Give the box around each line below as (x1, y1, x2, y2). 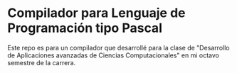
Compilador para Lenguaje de (7, 5, 186, 21)
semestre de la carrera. (7, 58, 76, 67)
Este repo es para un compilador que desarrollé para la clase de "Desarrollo (7, 43, 230, 52)
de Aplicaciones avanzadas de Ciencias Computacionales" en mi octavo (7, 51, 219, 60)
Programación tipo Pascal (7, 20, 162, 36)
